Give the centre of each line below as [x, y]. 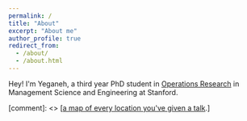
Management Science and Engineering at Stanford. [93, 92]
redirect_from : [34, 46]
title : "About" [34, 23]
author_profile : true [45, 38]
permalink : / [30, 16]
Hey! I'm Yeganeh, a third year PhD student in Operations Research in [124, 83]
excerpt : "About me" [43, 31]
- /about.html [39, 61]
